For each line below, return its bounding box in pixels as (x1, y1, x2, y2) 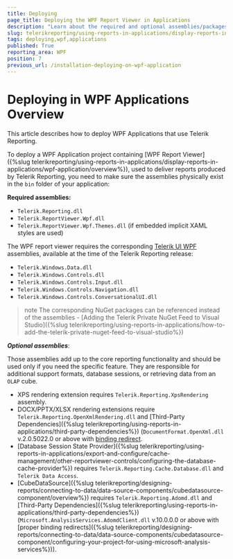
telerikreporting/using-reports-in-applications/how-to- (69, 320, 225, 329)
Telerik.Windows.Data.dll (17, 264, 92, 271)
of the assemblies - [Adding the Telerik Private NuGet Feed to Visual (24, 313, 220, 321)
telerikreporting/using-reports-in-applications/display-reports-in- (31, 157, 218, 166)
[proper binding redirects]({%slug (17, 523, 114, 531)
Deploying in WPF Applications (7, 92, 189, 108)
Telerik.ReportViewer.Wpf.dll (17, 215, 105, 222)
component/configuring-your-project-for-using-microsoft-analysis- (17, 537, 211, 546)
